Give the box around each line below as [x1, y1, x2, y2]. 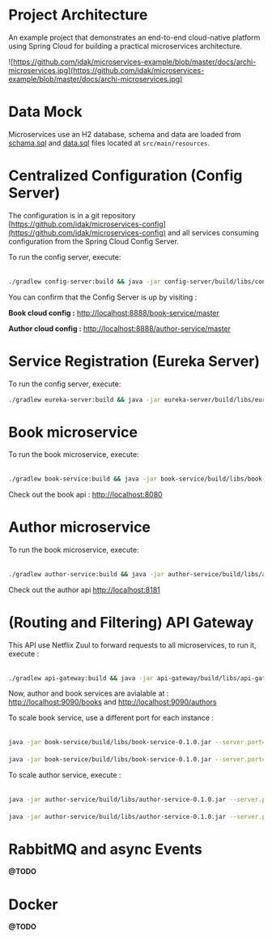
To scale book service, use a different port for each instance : [8, 713, 215, 723]
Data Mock [8, 103, 83, 121]
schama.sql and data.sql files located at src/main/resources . [8, 138, 210, 148]
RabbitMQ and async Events [8, 840, 202, 858]
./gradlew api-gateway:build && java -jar [8, 674, 154, 683]
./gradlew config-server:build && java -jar [8, 278, 161, 286]
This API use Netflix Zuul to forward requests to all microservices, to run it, [8, 640, 257, 650]
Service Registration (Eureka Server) [8, 351, 261, 370]
